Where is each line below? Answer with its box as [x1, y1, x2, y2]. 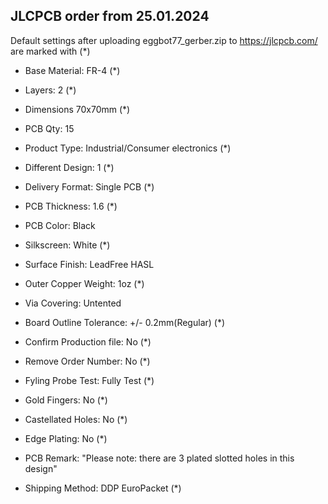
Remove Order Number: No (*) [24, 355, 151, 367]
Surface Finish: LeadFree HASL [24, 258, 155, 270]
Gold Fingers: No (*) [24, 394, 108, 406]
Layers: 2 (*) [24, 84, 77, 96]
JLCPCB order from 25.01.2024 [10, 8, 210, 25]
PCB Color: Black [24, 219, 96, 231]
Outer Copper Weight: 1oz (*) [24, 277, 145, 289]
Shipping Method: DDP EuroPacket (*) [24, 482, 182, 494]
